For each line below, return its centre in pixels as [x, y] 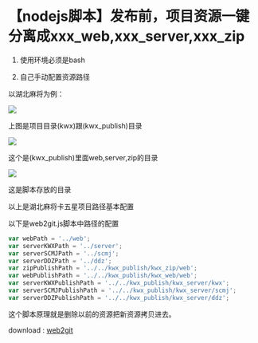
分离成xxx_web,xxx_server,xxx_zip [127, 36]
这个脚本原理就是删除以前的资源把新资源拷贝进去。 [92, 314]
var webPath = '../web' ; [49, 239]
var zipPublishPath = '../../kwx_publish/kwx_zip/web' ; [103, 268]
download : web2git [41, 330]
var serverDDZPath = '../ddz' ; [60, 261]
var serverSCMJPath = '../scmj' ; [64, 253]
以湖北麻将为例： [36, 93]
